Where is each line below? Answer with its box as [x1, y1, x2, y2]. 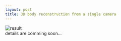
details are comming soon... [5, 30, 62, 36]
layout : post [5, 7, 32, 12]
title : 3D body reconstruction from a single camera [5, 12, 117, 17]
